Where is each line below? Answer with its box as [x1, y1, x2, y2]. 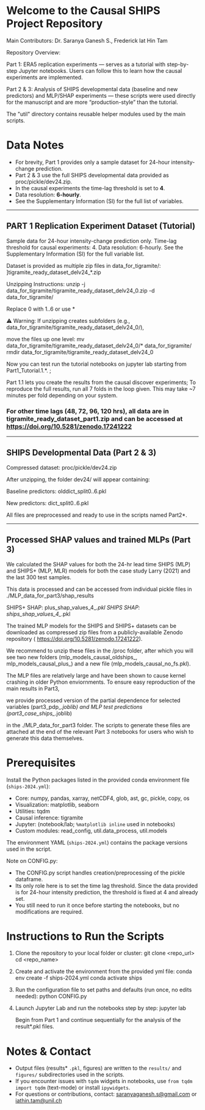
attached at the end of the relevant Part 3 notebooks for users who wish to [6, 728, 194, 735]
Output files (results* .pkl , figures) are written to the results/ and [15, 1065, 182, 1072]
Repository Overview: [6, 48, 61, 56]
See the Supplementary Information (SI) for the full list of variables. [15, 197, 184, 205]
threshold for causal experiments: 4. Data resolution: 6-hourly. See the [6, 243, 184, 251]
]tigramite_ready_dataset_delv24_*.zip [6, 268, 102, 276]
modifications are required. [15, 908, 84, 915]
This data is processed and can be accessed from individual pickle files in [6, 585, 192, 593]
